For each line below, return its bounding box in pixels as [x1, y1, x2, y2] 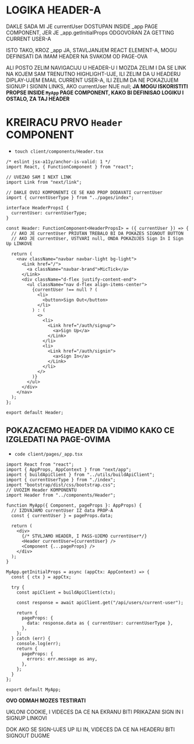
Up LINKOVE [6, 240, 33, 246]
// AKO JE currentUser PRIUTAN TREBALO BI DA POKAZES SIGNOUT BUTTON [11, 230, 184, 236]
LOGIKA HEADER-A [6, 4, 101, 17]
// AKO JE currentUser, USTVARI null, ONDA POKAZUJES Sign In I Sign [11, 235, 184, 242]
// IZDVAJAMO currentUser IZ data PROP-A [11, 507, 114, 514]
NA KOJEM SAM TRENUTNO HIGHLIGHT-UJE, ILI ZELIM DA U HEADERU [6, 70, 181, 77]
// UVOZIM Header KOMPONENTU [6, 487, 77, 493]
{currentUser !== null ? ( [31, 287, 98, 292]
